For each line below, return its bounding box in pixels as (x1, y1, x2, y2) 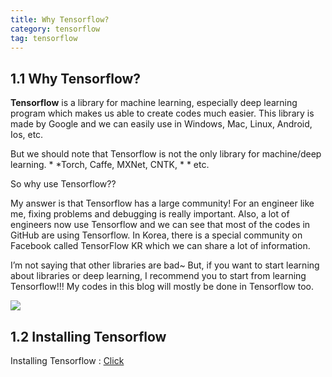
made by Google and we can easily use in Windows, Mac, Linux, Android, (10, 118, 313, 130)
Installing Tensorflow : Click (10, 355, 125, 366)
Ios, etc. (10, 129, 44, 141)
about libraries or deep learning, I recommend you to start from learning (10, 270, 307, 282)
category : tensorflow (10, 24, 101, 34)
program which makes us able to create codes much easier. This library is (10, 107, 315, 120)
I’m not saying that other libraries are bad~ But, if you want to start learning (10, 259, 320, 271)
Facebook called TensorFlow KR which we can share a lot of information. (10, 240, 311, 252)
